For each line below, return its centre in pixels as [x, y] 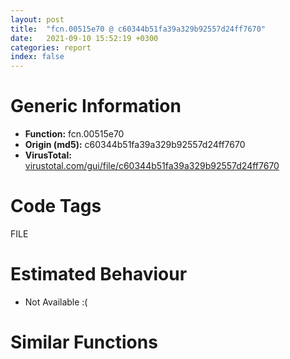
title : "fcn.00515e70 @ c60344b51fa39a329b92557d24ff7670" [138, 29]
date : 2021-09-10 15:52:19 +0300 [84, 38]
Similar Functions [84, 342]
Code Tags [56, 206]
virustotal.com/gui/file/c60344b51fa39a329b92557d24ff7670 [152, 166]
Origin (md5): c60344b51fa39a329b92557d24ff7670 [135, 145]
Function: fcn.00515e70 [74, 134]
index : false [37, 57]
